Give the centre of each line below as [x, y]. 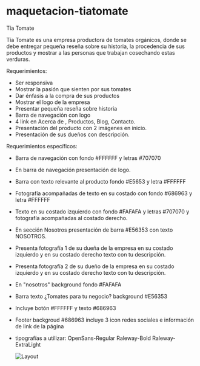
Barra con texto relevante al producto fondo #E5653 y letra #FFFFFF [100, 181]
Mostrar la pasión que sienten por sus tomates [73, 89]
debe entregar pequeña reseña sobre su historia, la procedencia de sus [95, 46]
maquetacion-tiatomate [67, 11]
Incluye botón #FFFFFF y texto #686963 [65, 308]
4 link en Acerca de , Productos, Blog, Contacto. [75, 121]
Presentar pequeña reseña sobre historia [66, 108]
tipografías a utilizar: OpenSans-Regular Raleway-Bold [83, 338]
